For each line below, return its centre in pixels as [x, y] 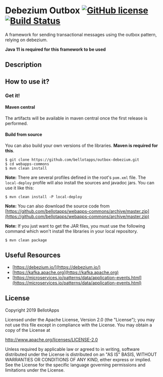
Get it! [13, 95]
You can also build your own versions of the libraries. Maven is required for [81, 145]
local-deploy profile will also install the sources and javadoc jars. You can [80, 183]
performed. [16, 123]
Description [23, 65]
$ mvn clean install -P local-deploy [44, 197]
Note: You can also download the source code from [57, 206]
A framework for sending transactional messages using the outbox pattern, [81, 34]
